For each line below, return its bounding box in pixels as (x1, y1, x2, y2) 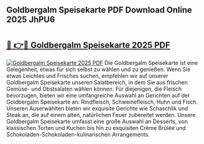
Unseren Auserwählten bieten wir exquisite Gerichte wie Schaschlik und (6, 105, 188, 112)
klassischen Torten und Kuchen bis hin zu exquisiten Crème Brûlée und (6, 124, 186, 131)
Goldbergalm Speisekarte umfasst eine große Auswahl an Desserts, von (6, 118, 188, 125)
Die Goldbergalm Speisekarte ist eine (104, 59, 198, 66)
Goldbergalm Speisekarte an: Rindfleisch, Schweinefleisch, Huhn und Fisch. (6, 98, 198, 105)
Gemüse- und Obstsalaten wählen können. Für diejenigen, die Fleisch (6, 85, 182, 93)
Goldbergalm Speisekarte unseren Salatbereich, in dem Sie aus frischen (6, 79, 188, 86)
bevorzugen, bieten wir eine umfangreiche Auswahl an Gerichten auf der (6, 92, 190, 99)
